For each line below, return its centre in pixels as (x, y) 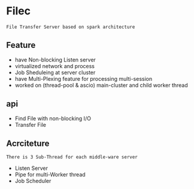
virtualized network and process (54, 66)
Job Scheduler (33, 181)
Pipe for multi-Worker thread (50, 175)
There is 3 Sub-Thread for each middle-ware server (72, 157)
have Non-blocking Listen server (55, 60)
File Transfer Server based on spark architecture (71, 27)
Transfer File (31, 124)
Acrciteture (28, 143)
